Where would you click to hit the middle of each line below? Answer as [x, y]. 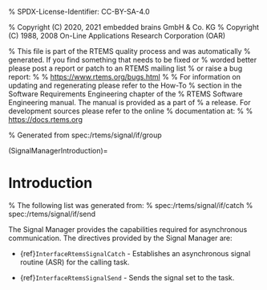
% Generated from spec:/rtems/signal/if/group [85, 135]
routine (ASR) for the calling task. [75, 262]
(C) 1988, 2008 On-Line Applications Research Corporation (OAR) [117, 36]
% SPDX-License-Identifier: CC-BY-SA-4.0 [79, 12]
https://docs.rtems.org [45, 119]
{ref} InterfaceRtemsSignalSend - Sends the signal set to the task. [127, 277]
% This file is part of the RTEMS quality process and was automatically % [129, 51]
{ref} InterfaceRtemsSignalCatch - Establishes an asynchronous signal [135, 253]
